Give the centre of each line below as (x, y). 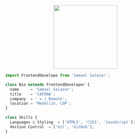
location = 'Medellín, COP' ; (41, 104)
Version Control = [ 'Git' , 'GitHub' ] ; (52, 127)
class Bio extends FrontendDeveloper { (48, 85)
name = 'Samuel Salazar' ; (42, 89)
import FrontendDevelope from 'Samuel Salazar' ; (58, 75)
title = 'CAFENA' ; (33, 94)
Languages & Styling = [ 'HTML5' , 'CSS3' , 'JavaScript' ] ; (73, 122)
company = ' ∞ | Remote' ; (38, 99)
